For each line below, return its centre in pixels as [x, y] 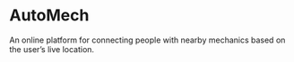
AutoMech [49, 15]
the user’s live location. [52, 49]
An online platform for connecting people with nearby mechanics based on [147, 40]
